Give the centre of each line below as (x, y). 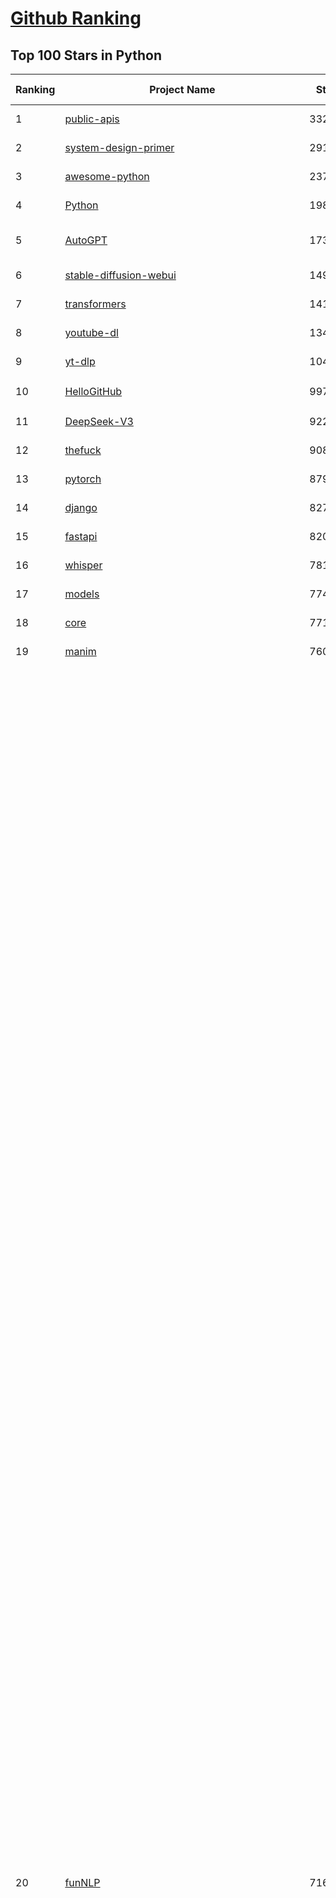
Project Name (182, 89)
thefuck (83, 450)
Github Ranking (76, 18)
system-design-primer (119, 147)
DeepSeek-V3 (99, 421)
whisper (83, 565)
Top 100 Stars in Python (86, 55)
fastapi (81, 536)
